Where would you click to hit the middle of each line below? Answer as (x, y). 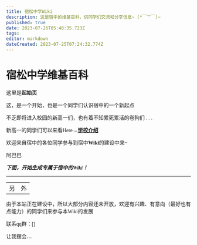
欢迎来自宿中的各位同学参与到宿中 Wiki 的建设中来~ (67, 142)
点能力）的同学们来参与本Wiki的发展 (50, 211)
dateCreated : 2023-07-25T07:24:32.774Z (55, 45)
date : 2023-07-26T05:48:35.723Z (45, 28)
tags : (13, 33)
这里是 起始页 (21, 93)
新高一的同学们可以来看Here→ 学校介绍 (52, 130)
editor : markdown (27, 39)
